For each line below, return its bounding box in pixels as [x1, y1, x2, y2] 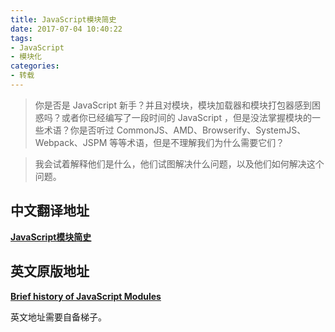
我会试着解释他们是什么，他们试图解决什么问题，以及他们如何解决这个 [34, 157, 325, 170]
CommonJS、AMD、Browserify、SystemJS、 [116, 124, 307, 136]
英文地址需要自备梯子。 [10, 311, 107, 323]
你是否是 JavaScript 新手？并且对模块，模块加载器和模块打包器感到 [34, 99, 312, 111]
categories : [10, 61, 60, 71]
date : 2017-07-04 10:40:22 [10, 24, 123, 34]
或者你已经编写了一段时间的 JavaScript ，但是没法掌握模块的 [61, 111, 312, 123]
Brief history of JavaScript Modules [10, 290, 162, 302]
